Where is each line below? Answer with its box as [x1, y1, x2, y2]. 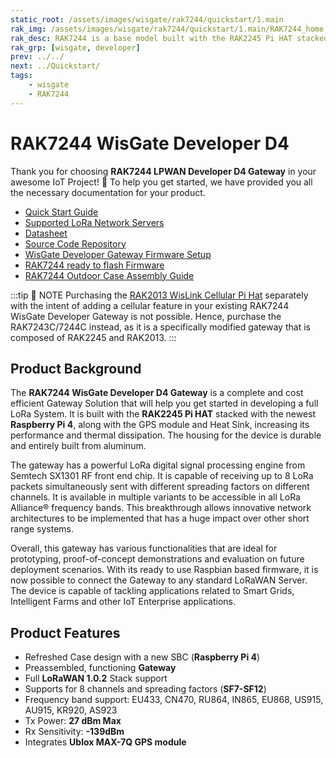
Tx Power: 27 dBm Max [24, 715, 122, 727]
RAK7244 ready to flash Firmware [24, 259, 165, 271]
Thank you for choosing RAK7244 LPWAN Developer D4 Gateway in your [10, 165, 317, 177]
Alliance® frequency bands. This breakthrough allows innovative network [10, 502, 312, 514]
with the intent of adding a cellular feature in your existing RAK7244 [10, 299, 290, 311]
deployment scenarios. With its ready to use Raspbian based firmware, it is [10, 564, 319, 576]
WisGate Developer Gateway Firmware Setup [24, 248, 212, 260]
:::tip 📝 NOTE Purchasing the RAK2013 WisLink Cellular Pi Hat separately [10, 289, 309, 301]
